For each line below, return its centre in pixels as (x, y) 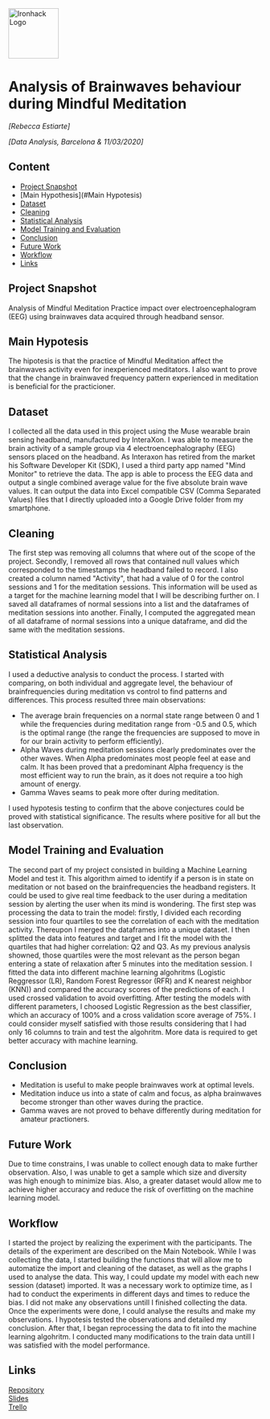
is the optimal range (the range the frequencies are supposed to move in (140, 732)
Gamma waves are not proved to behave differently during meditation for (141, 1111)
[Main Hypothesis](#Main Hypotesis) (81, 195)
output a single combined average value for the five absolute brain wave (128, 482)
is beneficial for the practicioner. (62, 387)
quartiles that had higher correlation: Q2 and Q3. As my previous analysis (129, 946)
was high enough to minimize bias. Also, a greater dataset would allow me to (135, 1181)
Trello (18, 1407)
